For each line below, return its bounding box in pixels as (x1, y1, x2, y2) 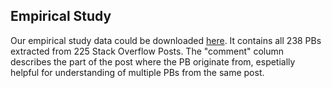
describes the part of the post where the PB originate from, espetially (10, 55, 296, 68)
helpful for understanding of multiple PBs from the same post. (10, 66, 265, 78)
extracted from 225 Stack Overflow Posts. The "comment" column (10, 45, 285, 57)
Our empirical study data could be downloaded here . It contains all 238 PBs (10, 34, 322, 46)
